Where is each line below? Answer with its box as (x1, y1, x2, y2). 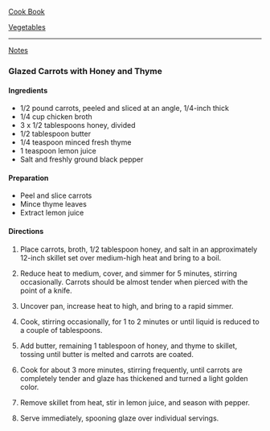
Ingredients (8, 85, 48, 95)
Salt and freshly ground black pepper (19, 154, 144, 164)
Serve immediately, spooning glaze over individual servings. (19, 413, 219, 423)
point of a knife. (19, 285, 72, 295)
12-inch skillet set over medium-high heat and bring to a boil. (19, 252, 222, 262)
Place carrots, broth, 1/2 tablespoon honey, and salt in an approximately (19, 244, 258, 254)
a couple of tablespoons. (19, 325, 103, 335)
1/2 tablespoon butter (19, 129, 91, 139)
